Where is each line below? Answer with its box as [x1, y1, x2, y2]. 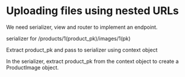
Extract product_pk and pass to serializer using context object [6, 46, 158, 53]
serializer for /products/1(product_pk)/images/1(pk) [6, 35, 131, 42]
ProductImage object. [6, 63, 59, 71]
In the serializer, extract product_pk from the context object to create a [6, 58, 179, 65]
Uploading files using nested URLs [6, 4, 179, 18]
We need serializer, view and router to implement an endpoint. [6, 24, 158, 31]
